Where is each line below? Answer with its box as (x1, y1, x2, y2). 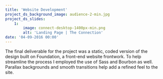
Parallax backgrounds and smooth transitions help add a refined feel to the (5, 64, 158, 70)
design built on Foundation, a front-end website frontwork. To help (5, 53, 142, 59)
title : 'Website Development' (5, 7, 68, 12)
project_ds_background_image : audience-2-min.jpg (5, 12, 110, 17)
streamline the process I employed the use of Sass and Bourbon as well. (5, 59, 153, 65)
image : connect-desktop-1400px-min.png (23, 26, 106, 31)
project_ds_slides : (5, 16, 46, 21)
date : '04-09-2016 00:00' (5, 35, 59, 40)
